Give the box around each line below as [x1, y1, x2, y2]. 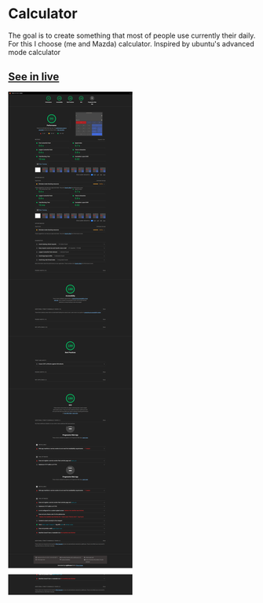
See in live [8, 70, 60, 83]
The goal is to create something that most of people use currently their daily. [8, 31, 256, 40]
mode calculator [8, 47, 61, 57]
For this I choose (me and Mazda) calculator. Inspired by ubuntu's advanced [8, 39, 255, 48]
